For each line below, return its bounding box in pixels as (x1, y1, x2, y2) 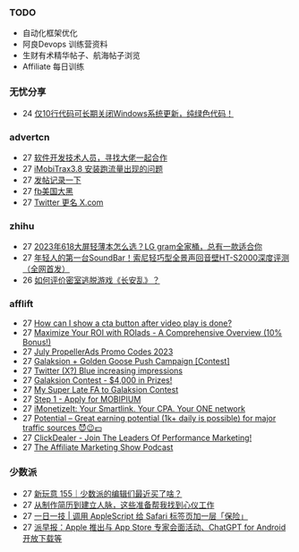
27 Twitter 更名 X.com (21, 197, 104, 208)
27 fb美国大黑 (21, 185, 73, 196)
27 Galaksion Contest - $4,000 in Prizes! (21, 375, 173, 386)
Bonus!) (21, 337, 52, 348)
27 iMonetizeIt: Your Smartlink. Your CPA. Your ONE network (21, 403, 246, 414)
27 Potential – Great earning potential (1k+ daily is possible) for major (21, 413, 277, 424)
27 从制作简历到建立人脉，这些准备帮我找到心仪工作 (21, 499, 215, 510)
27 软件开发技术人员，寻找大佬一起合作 (21, 152, 168, 163)
